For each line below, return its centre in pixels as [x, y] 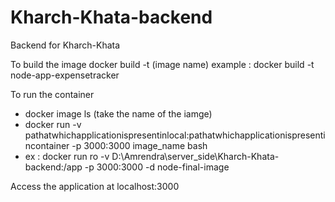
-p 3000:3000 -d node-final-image [157, 167]
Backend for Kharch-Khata [65, 45]
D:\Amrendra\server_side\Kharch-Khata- [195, 156]
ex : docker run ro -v [67, 156]
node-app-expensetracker [65, 75]
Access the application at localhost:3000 [95, 186]
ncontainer [47, 145]
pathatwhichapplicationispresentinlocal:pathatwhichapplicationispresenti [175, 135]
